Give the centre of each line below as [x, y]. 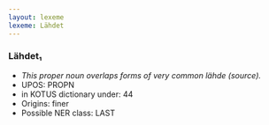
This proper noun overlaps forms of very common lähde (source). [141, 75]
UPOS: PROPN [47, 85]
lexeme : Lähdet [36, 26]
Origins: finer [45, 103]
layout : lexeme [36, 17]
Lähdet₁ [25, 56]
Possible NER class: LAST [68, 113]
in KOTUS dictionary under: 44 [77, 94]
